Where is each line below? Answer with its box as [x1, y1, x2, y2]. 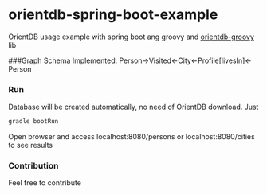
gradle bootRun [8, 118, 59, 126]
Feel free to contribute [8, 178, 82, 188]
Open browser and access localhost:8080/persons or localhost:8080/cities [8, 132, 255, 142]
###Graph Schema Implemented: [8, 56, 118, 65]
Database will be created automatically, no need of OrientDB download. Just [8, 102, 259, 112]
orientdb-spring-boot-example [8, 6, 218, 24]
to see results [8, 141, 53, 150]
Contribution [8, 161, 59, 172]
